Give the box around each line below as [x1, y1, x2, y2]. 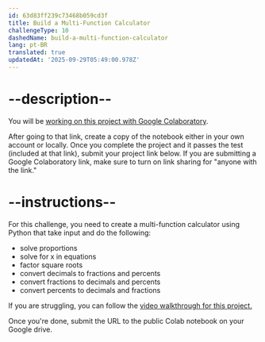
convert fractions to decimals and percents [19, 277, 161, 286]
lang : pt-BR [8, 41, 48, 49]
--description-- [8, 90, 113, 108]
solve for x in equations [19, 252, 97, 261]
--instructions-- [8, 194, 117, 211]
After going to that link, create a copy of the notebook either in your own [8, 132, 244, 141]
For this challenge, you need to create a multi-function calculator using [8, 219, 240, 229]
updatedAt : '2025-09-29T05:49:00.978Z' [8, 56, 140, 64]
